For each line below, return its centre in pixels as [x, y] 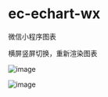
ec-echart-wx [54, 14]
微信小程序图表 [32, 36]
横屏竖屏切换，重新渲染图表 [53, 53]
